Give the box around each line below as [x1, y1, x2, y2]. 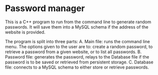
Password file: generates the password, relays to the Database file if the [5, 54, 149, 60]
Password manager [5, 3, 85, 14]
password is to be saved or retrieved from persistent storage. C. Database [5, 59, 154, 65]
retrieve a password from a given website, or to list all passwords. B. [5, 49, 142, 55]
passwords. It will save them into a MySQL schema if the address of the [5, 24, 149, 30]
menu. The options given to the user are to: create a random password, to [5, 44, 153, 49]
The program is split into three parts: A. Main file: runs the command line [5, 38, 150, 44]
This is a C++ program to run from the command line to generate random [5, 19, 152, 25]
